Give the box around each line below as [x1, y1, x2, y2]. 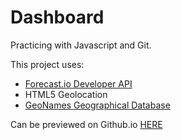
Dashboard [10, 6, 105, 29]
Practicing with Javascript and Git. [10, 39, 152, 51]
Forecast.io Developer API [24, 77, 133, 90]
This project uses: [10, 58, 85, 70]
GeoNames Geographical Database [24, 99, 171, 111]
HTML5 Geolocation [24, 88, 108, 100]
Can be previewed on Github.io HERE [10, 118, 163, 130]
